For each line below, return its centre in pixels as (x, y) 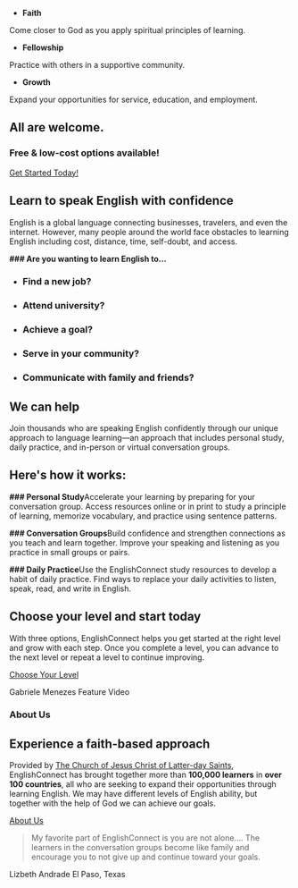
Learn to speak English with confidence (121, 201)
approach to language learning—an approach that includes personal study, (147, 437)
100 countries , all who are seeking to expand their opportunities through (143, 784)
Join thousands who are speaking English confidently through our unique (144, 427)
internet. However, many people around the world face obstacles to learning (149, 232)
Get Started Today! (44, 173)
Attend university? (63, 306)
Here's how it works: (68, 475)
